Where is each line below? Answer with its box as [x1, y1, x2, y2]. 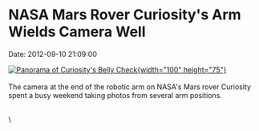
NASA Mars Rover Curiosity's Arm [8, 6, 242, 24]
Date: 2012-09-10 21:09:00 [8, 49, 98, 59]
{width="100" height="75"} [137, 64, 227, 74]
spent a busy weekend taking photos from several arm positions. [8, 90, 223, 100]
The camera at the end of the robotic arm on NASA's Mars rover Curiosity [8, 82, 251, 92]
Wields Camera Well [8, 23, 146, 41]
